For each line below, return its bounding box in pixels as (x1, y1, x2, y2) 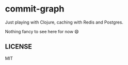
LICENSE (5, 42, 32, 51)
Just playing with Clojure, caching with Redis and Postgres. (5, 19, 124, 25)
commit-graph (5, 3, 64, 14)
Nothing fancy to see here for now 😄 (5, 28, 79, 34)
